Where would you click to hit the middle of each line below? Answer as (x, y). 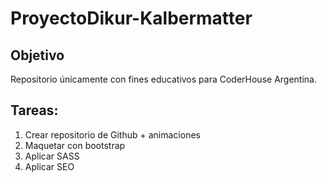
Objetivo (37, 55)
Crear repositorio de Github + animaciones (112, 134)
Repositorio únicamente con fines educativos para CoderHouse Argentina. (163, 79)
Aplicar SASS (52, 156)
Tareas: (34, 110)
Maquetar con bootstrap (75, 145)
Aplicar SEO (49, 166)
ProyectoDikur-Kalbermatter (131, 18)
